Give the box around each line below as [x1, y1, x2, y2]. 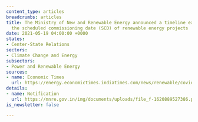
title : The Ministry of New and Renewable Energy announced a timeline [6, 19, 186, 25]
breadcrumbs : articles [6, 14, 62, 20]
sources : [6, 69, 28, 75]
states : [6, 36, 25, 42]
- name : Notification [6, 91, 60, 97]
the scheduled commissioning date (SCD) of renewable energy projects [11, 25, 189, 31]
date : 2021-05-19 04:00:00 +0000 [6, 31, 88, 37]
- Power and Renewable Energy [6, 63, 81, 70]
